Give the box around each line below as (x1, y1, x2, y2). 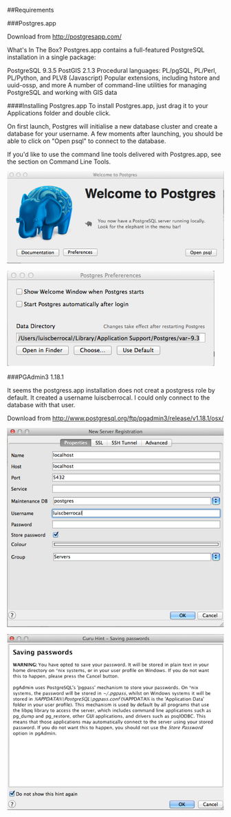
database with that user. (7, 401, 76, 409)
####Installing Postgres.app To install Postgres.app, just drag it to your (7, 102, 208, 109)
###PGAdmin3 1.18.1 (7, 373, 64, 381)
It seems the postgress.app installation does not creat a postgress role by (7, 386, 215, 395)
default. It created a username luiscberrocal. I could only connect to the (7, 393, 210, 402)
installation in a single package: (7, 53, 96, 61)
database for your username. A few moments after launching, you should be (7, 130, 223, 138)
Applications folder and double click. (7, 109, 111, 117)
